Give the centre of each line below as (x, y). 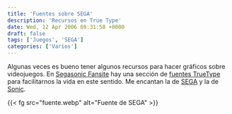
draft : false (27, 33)
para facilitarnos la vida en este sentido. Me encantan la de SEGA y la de (113, 81)
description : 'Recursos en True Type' (64, 20)
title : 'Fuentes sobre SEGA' (50, 14)
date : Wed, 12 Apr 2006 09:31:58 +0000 (66, 27)
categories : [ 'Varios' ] (42, 46)
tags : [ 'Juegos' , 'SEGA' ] (45, 40)
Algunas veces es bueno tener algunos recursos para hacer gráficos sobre (116, 66)
